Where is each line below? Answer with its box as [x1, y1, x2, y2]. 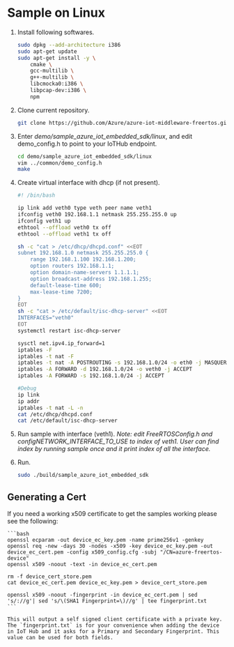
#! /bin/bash [17, 192, 56, 199]
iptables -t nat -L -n [17, 404, 84, 411]
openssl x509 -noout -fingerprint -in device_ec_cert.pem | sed [7, 591, 198, 598]
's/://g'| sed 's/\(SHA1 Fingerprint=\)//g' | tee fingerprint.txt [7, 597, 208, 604]
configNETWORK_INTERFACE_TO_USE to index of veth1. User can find [17, 437, 219, 446]
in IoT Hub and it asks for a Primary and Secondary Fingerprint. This [7, 628, 219, 635]
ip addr [17, 397, 40, 405]
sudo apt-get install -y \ [17, 54, 96, 61]
